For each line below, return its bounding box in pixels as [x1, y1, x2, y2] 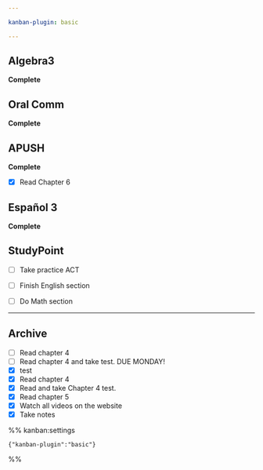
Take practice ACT [19, 264, 80, 275]
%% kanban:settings [8, 425, 76, 435]
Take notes [19, 410, 56, 420]
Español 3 [8, 201, 58, 214]
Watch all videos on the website [19, 401, 123, 410]
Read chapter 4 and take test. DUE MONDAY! [19, 356, 166, 366]
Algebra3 [8, 54, 55, 67]
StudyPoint [8, 244, 64, 257]
